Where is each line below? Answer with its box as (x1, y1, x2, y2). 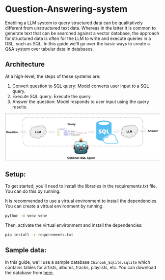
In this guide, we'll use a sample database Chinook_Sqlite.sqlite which (5, 259, 151, 265)
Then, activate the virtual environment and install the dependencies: (5, 222, 143, 228)
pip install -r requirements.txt (5, 233, 74, 238)
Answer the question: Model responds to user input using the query (12, 99, 149, 105)
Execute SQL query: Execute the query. (12, 93, 92, 99)
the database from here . (5, 270, 54, 276)
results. (12, 104, 28, 109)
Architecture (5, 60, 45, 69)
